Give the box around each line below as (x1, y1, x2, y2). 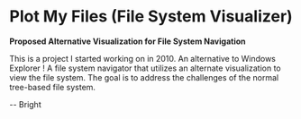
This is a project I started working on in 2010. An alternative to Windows (9, 53, 277, 64)
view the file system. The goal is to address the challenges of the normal (9, 72, 279, 82)
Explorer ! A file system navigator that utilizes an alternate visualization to (9, 63, 281, 73)
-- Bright (9, 98, 42, 109)
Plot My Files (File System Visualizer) (9, 6, 293, 27)
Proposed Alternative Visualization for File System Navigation (9, 36, 246, 47)
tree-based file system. (9, 81, 96, 92)
